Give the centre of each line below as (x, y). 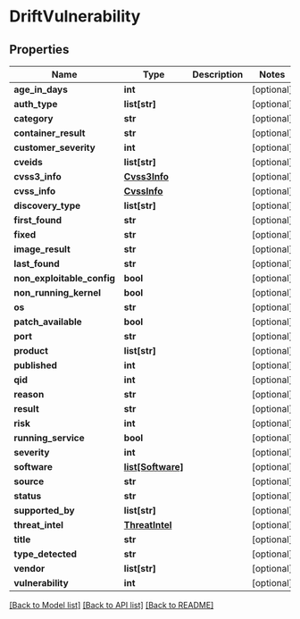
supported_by (44, 510)
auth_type (36, 104)
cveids (28, 162)
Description (218, 75)
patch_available (48, 322)
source (29, 481)
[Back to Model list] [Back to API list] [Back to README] (112, 605)
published (36, 365)
